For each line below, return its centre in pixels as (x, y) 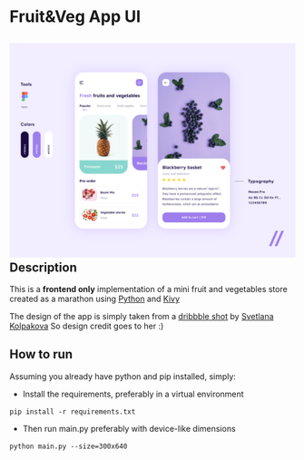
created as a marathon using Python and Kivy (94, 299)
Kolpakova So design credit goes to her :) (87, 326)
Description (43, 267)
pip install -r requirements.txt (73, 411)
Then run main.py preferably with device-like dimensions (129, 428)
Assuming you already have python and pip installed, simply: (123, 376)
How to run (41, 354)
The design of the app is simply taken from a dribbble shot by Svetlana (142, 316)
